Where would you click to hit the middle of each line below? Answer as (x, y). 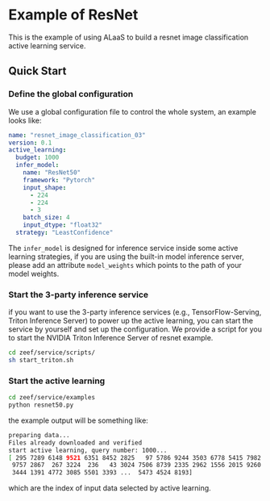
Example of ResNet (73, 15)
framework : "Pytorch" (59, 180)
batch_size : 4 (46, 218)
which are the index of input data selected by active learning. (110, 488)
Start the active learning (57, 381)
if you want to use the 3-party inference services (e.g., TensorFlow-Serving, (135, 312)
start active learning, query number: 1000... (88, 450)
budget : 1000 (37, 158)
